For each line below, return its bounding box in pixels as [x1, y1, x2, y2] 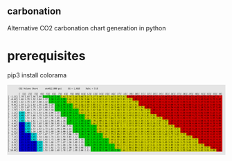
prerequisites [7, 48, 86, 64]
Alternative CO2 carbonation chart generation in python [7, 23, 166, 32]
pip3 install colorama [7, 70, 67, 79]
